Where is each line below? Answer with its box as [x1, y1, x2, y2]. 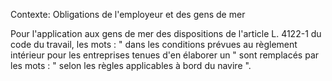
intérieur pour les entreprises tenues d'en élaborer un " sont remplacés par [10, 49, 320, 61]
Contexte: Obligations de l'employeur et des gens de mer [10, 9, 246, 20]
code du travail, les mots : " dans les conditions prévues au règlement [10, 39, 298, 50]
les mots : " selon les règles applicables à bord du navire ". [10, 60, 252, 71]
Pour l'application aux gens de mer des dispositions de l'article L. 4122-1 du [10, 28, 322, 39]
